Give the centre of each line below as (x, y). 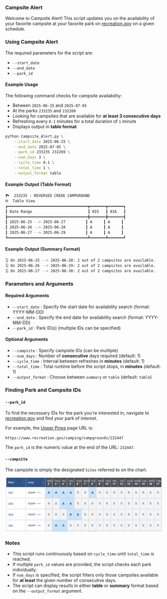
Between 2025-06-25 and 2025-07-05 (50, 105)
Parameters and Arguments (39, 284)
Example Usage (22, 84)
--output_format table (38, 173)
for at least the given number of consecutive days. (64, 581)
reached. (22, 559)
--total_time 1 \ (32, 168)
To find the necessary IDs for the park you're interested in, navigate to (77, 413)
